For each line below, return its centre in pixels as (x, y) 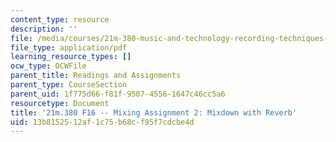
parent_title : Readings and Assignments (96, 76)
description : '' (44, 29)
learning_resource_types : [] (71, 57)
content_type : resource (60, 19)
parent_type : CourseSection (69, 85)
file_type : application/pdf (69, 47)
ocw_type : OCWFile (48, 66)
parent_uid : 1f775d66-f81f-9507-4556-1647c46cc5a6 (118, 94)
